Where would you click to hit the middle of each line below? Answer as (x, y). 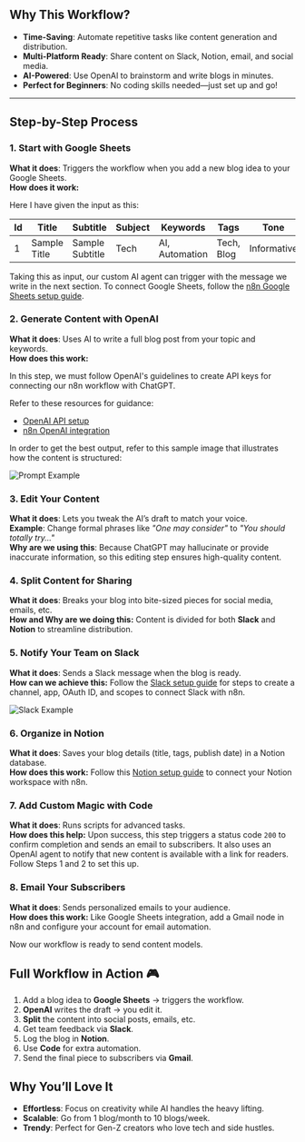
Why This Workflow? (70, 15)
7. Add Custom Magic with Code (81, 805)
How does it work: (44, 187)
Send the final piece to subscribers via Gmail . (108, 1058)
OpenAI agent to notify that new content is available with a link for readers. (149, 854)
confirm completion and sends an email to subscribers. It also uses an (141, 845)
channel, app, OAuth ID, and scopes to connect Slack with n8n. (127, 692)
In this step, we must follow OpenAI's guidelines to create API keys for (141, 375)
